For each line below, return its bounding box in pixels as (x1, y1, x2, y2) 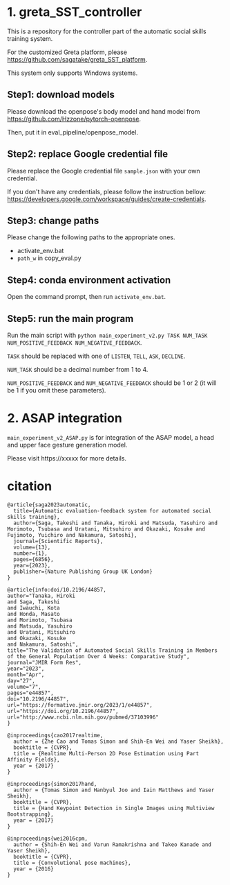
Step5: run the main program (7, 313, 134, 325)
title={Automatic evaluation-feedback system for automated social (13, 507, 212, 514)
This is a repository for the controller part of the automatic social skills (7, 27, 207, 35)
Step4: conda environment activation (7, 274, 171, 286)
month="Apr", (7, 671, 45, 678)
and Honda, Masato (7, 610, 60, 617)
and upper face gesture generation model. (7, 440, 128, 449)
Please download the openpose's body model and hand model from (7, 107, 200, 115)
